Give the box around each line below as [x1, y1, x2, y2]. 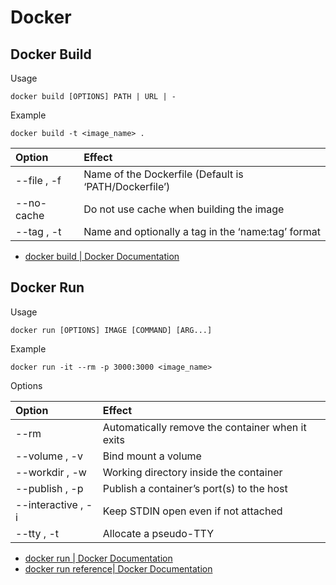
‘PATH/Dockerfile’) [83, 180, 171, 193]
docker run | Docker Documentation [24, 552, 173, 564]
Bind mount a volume [102, 449, 202, 463]
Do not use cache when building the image [83, 202, 285, 216]
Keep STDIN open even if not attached [102, 504, 283, 518]
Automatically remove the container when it [102, 420, 307, 434]
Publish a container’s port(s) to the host [102, 481, 288, 495]
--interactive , [15, 497, 84, 511]
